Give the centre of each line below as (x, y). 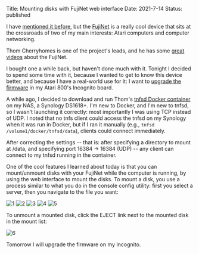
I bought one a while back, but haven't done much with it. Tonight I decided (99, 69)
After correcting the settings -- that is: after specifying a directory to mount (98, 142)
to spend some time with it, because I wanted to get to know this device (94, 75)
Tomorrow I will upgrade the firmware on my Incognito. (74, 244)
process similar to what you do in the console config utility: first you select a (100, 185)
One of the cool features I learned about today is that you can (82, 167)
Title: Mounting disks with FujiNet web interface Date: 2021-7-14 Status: (94, 9)
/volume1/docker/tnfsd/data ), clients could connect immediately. (86, 131)
